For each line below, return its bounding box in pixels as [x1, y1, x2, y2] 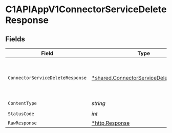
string [91, 99, 106, 107]
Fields [5, 35, 26, 43]
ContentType [8, 100, 37, 106]
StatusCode [8, 111, 34, 117]
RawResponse [8, 120, 37, 126]
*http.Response [91, 120, 130, 126]
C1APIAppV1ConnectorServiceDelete [5, 4, 167, 15]
